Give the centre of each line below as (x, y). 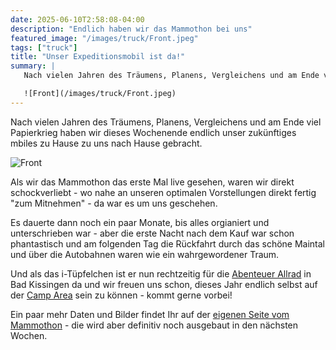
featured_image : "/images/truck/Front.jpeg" (104, 38)
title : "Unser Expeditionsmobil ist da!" (98, 57)
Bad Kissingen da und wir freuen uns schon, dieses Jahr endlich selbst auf (164, 284)
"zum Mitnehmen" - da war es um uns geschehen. (114, 203)
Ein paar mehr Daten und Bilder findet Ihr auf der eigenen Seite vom (150, 314)
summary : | (33, 66)
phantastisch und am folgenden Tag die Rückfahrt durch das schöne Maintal (168, 243)
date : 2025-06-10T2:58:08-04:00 (77, 19)
